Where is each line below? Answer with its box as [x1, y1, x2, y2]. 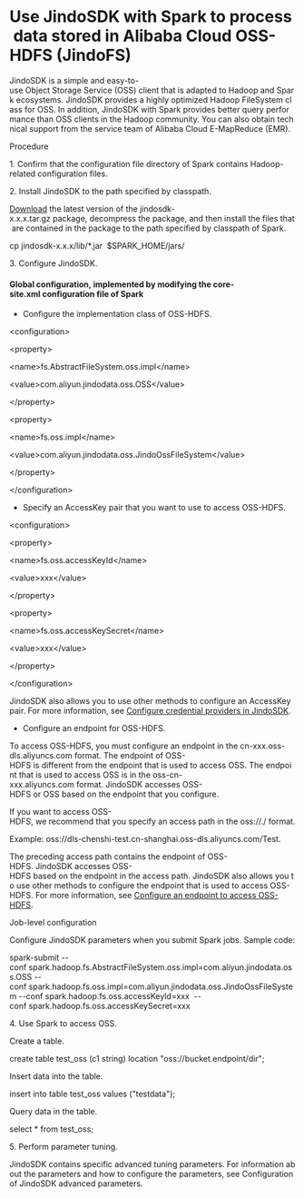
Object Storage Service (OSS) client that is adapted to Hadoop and [25, 84, 275, 95]
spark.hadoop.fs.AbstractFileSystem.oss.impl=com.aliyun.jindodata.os [28, 962, 293, 973]
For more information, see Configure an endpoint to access [34, 890, 257, 901]
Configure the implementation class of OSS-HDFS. [22, 309, 212, 320]
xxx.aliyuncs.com [9, 779, 75, 790]
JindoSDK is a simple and [9, 74, 105, 85]
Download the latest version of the [9, 203, 138, 214]
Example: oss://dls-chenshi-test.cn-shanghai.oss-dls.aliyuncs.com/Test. [9, 834, 281, 845]
